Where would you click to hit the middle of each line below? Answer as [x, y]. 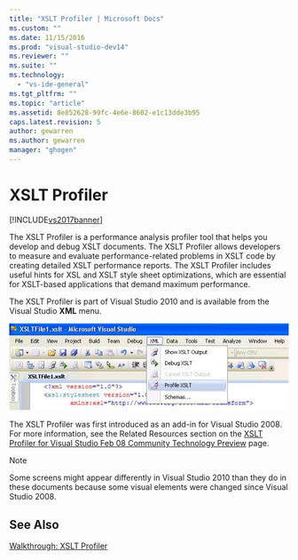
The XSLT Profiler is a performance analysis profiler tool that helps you [138, 236]
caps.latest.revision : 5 [55, 122]
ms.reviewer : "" [39, 56]
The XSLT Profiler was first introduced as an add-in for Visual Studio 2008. [145, 424]
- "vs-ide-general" [53, 84]
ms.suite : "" [33, 66]
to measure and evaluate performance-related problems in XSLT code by [143, 256]
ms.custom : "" [35, 28]
